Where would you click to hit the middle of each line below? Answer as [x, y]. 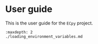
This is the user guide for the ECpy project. [49, 23]
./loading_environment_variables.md [44, 36]
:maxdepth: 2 [19, 32]
